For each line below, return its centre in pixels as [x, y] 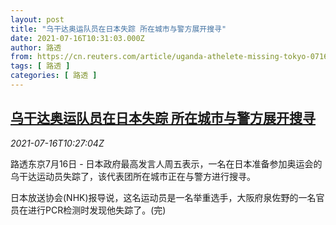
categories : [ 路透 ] [54, 76]
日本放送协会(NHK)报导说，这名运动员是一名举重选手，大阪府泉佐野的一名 [163, 197]
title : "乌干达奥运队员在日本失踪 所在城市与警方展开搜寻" [118, 29]
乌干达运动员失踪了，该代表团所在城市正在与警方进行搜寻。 [133, 176]
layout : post [37, 19]
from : [21, 57]
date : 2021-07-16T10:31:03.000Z [77, 38]
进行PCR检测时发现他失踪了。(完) [97, 210]
